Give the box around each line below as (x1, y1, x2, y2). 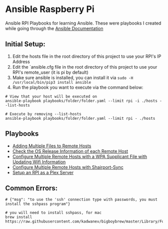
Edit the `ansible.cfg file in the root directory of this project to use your (12, 64, 157, 70)
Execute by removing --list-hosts (9, 111, 81, 116)
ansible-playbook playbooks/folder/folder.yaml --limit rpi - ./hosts (5, 116, 155, 121)
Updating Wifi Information (12, 159, 66, 165)
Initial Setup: (5, 40, 46, 49)
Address (12, 59, 30, 65)
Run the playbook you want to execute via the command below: (12, 84, 143, 90)
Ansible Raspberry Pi (5, 4, 94, 15)
